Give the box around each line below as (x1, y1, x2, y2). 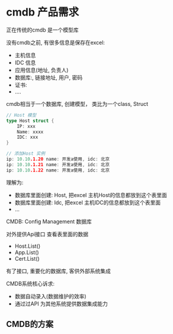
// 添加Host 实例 (6, 151, 46, 157)
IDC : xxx (17, 135, 39, 141)
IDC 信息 (14, 59, 36, 66)
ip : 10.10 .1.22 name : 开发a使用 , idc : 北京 (6, 167, 110, 173)
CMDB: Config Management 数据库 (6, 218, 92, 225)
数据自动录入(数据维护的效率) (14, 292, 87, 299)
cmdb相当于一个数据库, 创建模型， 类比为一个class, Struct (6, 100, 149, 107)
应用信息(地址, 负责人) (14, 66, 69, 73)
